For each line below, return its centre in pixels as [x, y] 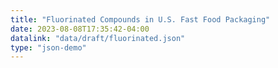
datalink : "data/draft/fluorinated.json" [98, 38]
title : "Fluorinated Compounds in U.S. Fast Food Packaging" [140, 19]
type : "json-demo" [48, 47]
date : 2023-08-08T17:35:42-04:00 [80, 29]
